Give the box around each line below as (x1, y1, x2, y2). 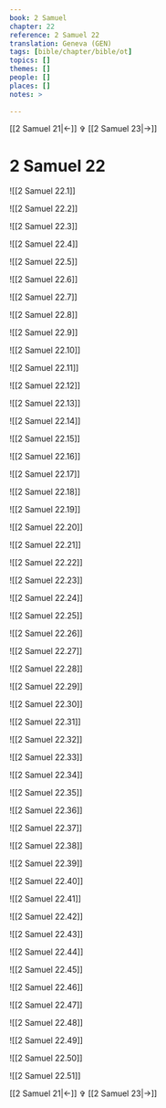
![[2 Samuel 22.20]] (9, 522, 84, 533)
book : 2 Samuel (9, 13, 67, 23)
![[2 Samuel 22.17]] (9, 469, 80, 480)
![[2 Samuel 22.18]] (9, 486, 81, 498)
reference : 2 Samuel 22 (9, 30, 100, 39)
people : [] (9, 73, 51, 82)
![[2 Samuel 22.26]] (9, 628, 84, 639)
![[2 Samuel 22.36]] (9, 805, 83, 816)
